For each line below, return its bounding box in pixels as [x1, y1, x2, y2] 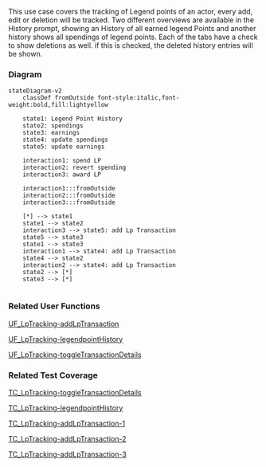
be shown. [8, 49, 43, 58]
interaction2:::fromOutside [22, 191, 115, 200]
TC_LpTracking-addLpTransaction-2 [8, 434, 127, 443]
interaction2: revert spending [22, 163, 127, 172]
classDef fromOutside [22, 94, 94, 102]
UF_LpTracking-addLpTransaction [8, 319, 119, 328]
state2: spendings [22, 122, 84, 130]
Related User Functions [8, 300, 101, 312]
